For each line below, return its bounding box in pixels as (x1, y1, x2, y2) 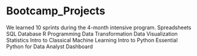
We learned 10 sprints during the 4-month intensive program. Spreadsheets (6, 24, 192, 31)
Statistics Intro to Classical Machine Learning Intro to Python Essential (6, 36, 178, 43)
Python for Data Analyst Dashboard (6, 43, 93, 50)
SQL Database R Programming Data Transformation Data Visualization (6, 30, 178, 37)
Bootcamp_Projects (6, 4, 105, 18)
